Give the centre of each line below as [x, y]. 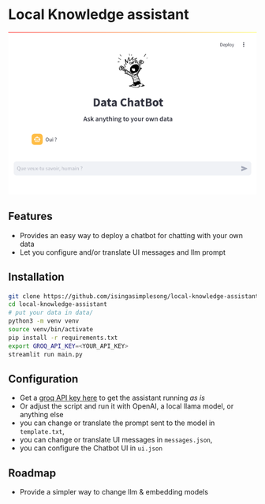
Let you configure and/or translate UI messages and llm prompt [123, 252]
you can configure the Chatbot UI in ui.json [91, 448]
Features [30, 217]
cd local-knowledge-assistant [58, 304]
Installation [36, 277]
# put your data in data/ [50, 313]
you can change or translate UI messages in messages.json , [116, 440]
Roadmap [32, 473]
